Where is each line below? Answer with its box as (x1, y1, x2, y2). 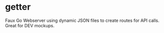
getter (5, 1, 31, 13)
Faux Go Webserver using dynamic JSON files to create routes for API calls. (5, 17, 160, 23)
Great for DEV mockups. (5, 22, 55, 28)
